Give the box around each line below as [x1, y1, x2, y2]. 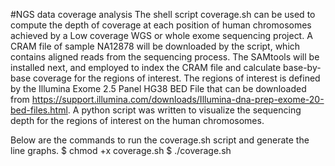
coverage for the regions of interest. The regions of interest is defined [33, 72, 321, 84]
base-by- [283, 62, 322, 73]
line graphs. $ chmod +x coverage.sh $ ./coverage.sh [10, 145, 232, 156]
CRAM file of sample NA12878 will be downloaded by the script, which [10, 40, 301, 52]
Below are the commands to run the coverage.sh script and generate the [10, 134, 310, 146]
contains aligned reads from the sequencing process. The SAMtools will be [10, 51, 320, 63]
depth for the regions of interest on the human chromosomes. [10, 115, 265, 126]
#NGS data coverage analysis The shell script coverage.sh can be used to [10, 9, 316, 20]
